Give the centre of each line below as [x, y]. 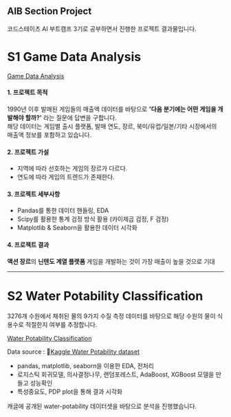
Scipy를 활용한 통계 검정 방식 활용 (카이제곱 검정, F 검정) [93, 219]
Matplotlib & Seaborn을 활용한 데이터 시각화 [77, 228]
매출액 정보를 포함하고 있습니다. [49, 135]
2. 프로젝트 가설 [28, 152]
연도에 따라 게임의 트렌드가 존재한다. [66, 177]
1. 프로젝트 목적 [27, 93]
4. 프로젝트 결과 [28, 245]
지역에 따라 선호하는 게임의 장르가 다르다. [72, 168]
